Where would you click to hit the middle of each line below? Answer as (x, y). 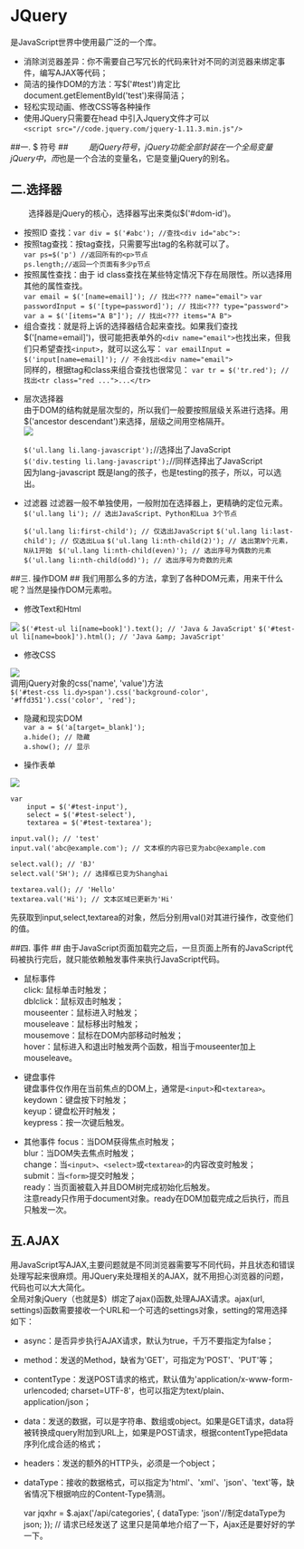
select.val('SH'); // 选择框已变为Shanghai (89, 873)
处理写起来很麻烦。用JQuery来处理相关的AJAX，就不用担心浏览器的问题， (149, 1276)
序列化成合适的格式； (63, 1444)
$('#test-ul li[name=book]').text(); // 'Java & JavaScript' (139, 628)
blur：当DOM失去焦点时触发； (80, 1153)
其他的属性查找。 (55, 286)
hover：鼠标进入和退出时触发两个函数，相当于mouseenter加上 (140, 1046)
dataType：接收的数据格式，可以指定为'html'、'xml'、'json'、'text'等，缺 (159, 1482)
